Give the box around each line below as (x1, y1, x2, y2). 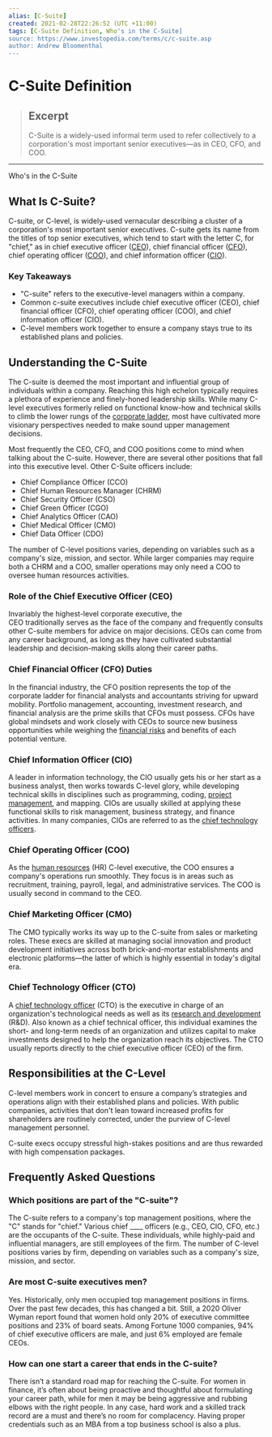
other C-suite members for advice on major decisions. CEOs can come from (8, 626, 262, 636)
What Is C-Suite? (8, 194, 96, 208)
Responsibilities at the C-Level (8, 1067, 166, 1081)
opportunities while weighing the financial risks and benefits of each (8, 725, 236, 735)
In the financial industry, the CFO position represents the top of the (8, 682, 232, 692)
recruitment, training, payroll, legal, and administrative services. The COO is (8, 880, 261, 889)
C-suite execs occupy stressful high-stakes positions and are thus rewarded (8, 1138, 263, 1148)
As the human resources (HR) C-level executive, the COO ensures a (8, 863, 235, 872)
